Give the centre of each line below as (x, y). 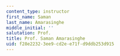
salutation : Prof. (29, 33)
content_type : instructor (38, 11)
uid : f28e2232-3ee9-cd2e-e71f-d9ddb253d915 (60, 44)
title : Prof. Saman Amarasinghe (46, 38)
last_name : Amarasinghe (35, 22)
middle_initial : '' (30, 28)
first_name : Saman (29, 17)
